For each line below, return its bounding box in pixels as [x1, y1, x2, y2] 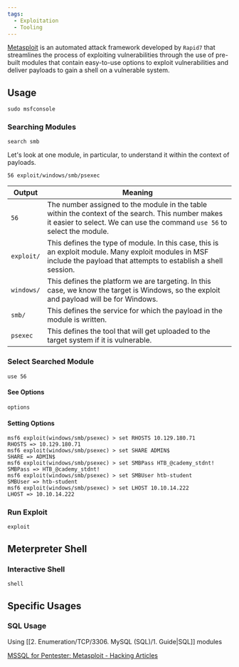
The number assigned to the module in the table [47, 200, 208, 210]
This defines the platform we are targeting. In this [47, 276, 211, 286]
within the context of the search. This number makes [47, 208, 223, 218]
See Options [7, 388, 45, 397]
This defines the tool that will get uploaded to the [47, 326, 211, 336]
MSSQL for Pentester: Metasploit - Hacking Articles [7, 651, 159, 660]
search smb [7, 138, 40, 146]
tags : [7, 10, 23, 18]
